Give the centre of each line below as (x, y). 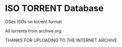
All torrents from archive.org (33, 31)
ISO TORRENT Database (54, 8)
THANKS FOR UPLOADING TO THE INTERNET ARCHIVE (61, 40)
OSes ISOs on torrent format (34, 22)
